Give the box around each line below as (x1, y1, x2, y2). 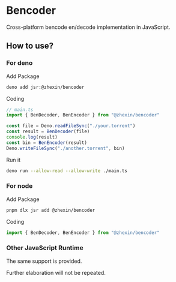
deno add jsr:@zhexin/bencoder (6, 84, 85, 90)
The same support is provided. (6, 257, 82, 265)
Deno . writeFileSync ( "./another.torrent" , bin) (6, 145, 125, 151)
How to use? (6, 41, 54, 51)
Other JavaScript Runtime (6, 244, 83, 252)
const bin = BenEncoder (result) (6, 139, 87, 146)
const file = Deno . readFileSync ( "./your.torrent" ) (6, 123, 136, 129)
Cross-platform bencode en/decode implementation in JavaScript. (6, 23, 171, 31)
